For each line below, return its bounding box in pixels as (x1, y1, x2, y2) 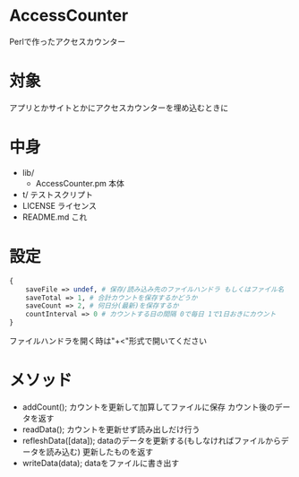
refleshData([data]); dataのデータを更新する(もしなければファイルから (21, 435, 282, 446)
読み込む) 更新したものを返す (46, 446, 154, 457)
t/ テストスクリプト (21, 189, 94, 200)
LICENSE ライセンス (21, 200, 97, 211)
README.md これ (21, 212, 88, 222)
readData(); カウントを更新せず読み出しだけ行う (21, 423, 201, 435)
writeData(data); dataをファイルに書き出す (21, 457, 180, 468)
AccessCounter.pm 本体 (35, 178, 125, 188)
